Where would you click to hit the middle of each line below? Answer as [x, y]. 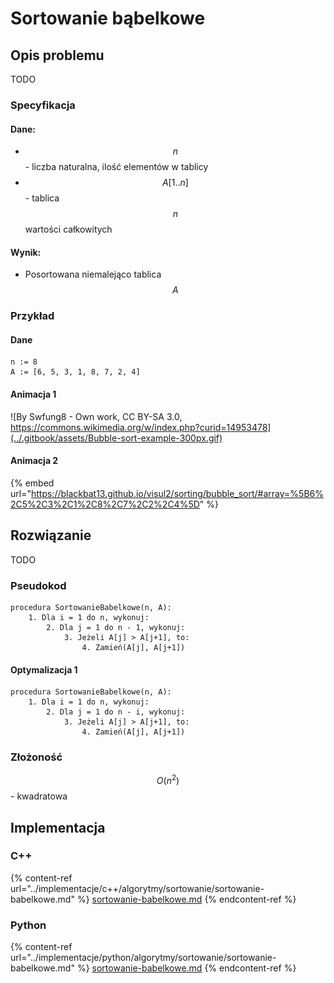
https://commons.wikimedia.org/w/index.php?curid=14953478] [141, 427]
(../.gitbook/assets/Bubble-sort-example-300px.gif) [116, 438]
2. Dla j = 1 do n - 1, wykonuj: [116, 627]
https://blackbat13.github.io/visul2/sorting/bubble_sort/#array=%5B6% [177, 493]
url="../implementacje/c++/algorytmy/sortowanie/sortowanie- [137, 888]
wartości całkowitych [68, 229]
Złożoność [36, 757]
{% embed [32, 483]
